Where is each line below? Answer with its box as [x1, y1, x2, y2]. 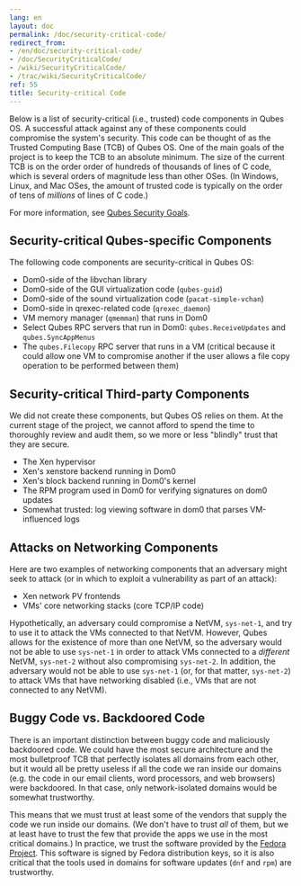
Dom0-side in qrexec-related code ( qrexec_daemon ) [22, 303, 211, 314]
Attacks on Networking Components [9, 540, 218, 555]
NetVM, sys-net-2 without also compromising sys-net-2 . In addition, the [9, 656, 276, 667]
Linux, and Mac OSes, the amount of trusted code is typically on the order [9, 180, 283, 191]
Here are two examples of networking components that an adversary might [9, 563, 288, 574]
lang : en [9, 13, 42, 22]
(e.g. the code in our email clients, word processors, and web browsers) [9, 773, 276, 783]
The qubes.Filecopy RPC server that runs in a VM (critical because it [22, 341, 276, 352]
